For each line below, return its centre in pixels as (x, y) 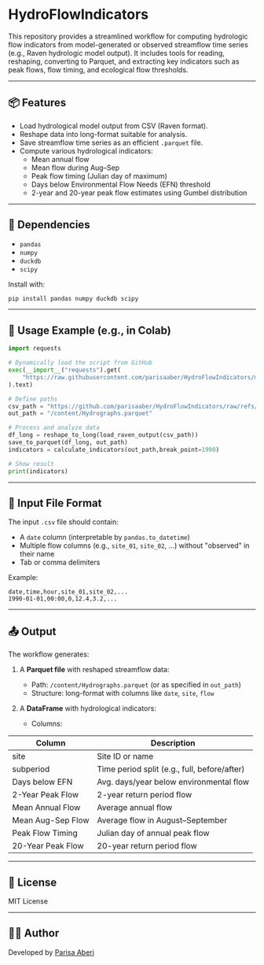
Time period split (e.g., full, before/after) (171, 769)
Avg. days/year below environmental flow (173, 782)
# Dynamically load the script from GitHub (81, 363)
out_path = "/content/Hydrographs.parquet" (81, 414)
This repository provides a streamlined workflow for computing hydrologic (128, 36)
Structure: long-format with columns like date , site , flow (123, 693)
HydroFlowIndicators (79, 15)
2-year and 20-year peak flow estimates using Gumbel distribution (139, 192)
